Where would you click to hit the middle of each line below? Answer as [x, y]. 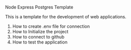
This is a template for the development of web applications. [66, 17]
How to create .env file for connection [51, 26]
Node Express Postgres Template [39, 7]
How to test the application [40, 42]
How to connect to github [38, 37]
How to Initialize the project [40, 31]
